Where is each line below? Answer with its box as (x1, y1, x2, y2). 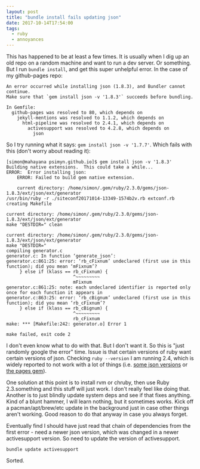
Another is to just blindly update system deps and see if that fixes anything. (6, 392, 192, 399)
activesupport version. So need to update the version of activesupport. (6, 435, 181, 442)
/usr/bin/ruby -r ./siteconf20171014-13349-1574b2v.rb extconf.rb (6, 195, 175, 201)
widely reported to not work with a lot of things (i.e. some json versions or (6, 361, 188, 368)
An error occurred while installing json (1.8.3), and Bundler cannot (6, 84, 186, 90)
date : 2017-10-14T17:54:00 (6, 20, 73, 26)
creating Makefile (6, 201, 52, 207)
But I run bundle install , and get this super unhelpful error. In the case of (6, 66, 188, 72)
